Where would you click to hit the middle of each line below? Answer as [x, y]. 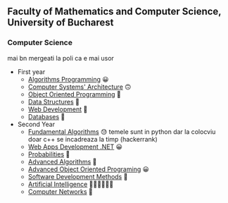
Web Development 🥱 [58, 109]
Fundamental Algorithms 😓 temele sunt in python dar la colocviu [122, 131]
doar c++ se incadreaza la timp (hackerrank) [93, 139]
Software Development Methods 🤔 [78, 176]
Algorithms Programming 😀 [68, 79]
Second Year [36, 124]
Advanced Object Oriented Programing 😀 [89, 169]
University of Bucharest [61, 23]
